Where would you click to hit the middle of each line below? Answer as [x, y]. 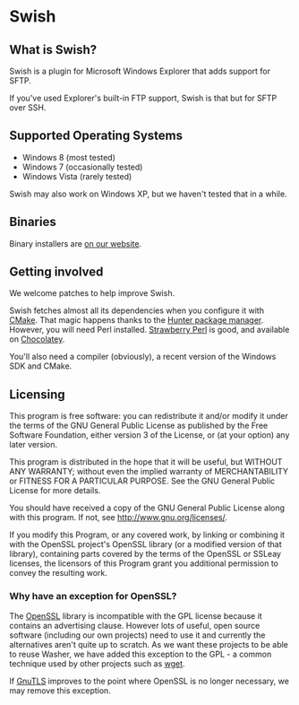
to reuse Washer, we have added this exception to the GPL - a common [141, 654]
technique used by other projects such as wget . [97, 663]
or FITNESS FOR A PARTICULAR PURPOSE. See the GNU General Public [142, 481]
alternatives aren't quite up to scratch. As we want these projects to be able [149, 644]
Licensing [37, 394]
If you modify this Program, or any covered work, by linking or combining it [147, 535]
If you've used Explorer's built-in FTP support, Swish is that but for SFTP [143, 98]
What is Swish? [53, 50]
